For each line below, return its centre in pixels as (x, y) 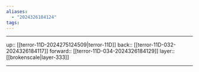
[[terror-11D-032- (155, 45)
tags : (13, 22)
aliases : (17, 12)
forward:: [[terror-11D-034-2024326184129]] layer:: (112, 51)
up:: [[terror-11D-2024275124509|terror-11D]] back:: (69, 45)
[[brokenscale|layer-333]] (38, 57)
